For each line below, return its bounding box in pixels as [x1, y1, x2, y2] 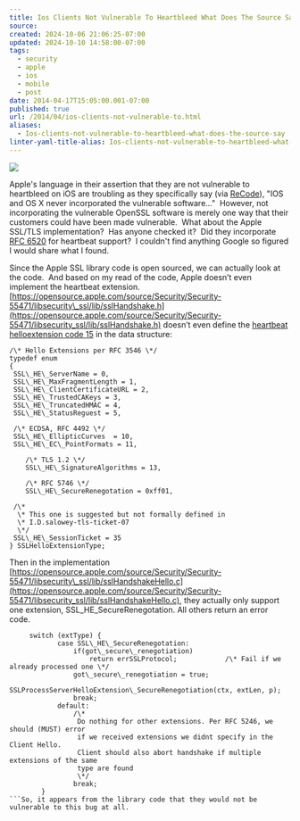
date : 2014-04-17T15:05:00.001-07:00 [9, 95, 150, 105]
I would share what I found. [9, 245, 110, 255]
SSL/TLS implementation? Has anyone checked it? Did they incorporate [9, 226, 277, 236]
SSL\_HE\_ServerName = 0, [12, 369, 110, 378]
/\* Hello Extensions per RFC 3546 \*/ [9, 345, 158, 355]
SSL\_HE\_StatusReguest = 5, [12, 408, 122, 418]
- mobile [17, 79, 50, 88]
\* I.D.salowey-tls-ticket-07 [17, 518, 129, 527]
